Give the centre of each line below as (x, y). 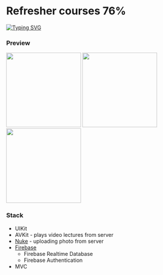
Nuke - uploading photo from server (59, 241)
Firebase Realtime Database (58, 254)
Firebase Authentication (53, 260)
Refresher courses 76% (66, 11)
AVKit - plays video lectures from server (64, 234)
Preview (18, 43)
